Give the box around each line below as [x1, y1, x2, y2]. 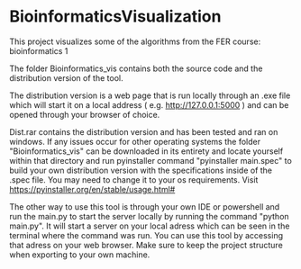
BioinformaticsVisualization [9, 6, 222, 27]
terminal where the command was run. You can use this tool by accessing [9, 229, 284, 240]
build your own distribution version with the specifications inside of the [9, 165, 273, 175]
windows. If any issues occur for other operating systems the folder [9, 136, 261, 147]
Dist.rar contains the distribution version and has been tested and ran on [9, 126, 278, 137]
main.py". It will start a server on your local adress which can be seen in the [9, 220, 290, 231]
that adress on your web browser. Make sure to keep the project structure [9, 239, 284, 250]
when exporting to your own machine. [9, 249, 150, 260]
